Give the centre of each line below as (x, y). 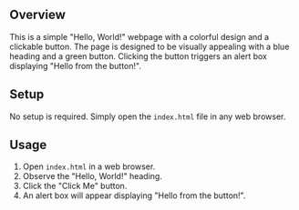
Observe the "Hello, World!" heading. (92, 176)
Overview (38, 15)
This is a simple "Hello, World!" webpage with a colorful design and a (139, 36)
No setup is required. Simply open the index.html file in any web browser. (148, 116)
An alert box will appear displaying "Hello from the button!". (134, 195)
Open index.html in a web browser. (89, 166)
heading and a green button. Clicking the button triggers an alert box (138, 56)
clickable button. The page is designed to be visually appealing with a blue (149, 46)
